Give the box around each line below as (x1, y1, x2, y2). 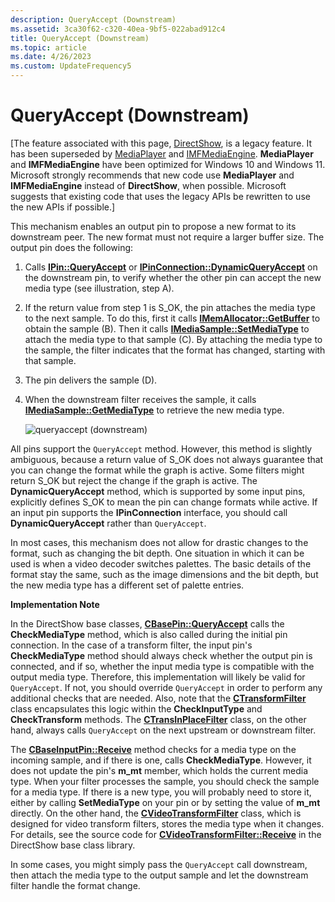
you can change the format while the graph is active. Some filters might (10, 464, 305, 476)
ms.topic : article (10, 42, 87, 53)
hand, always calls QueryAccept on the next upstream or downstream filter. (10, 724, 317, 736)
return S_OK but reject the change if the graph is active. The (10, 474, 258, 486)
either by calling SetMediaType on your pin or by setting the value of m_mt (10, 796, 321, 808)
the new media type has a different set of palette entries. (10, 579, 245, 591)
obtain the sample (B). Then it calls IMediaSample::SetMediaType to (24, 322, 310, 335)
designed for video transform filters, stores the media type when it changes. (10, 817, 325, 830)
